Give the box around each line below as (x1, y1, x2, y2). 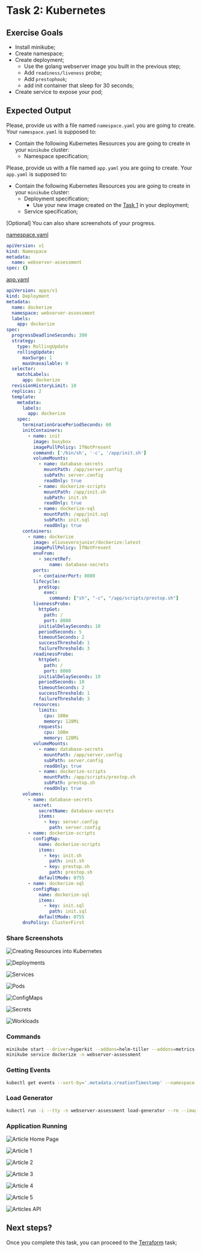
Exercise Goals (6, 28, 63, 38)
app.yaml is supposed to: (6, 170, 68, 177)
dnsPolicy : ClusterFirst (22, 920, 85, 926)
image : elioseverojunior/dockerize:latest (32, 539, 141, 545)
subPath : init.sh (44, 495, 87, 501)
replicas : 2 (11, 388, 42, 394)
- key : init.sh (44, 853, 82, 859)
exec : (44, 590, 58, 596)
